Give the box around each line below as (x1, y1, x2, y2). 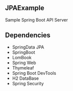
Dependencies (5, 31, 50, 40)
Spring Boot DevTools (12, 70, 56, 76)
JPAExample (5, 4, 45, 12)
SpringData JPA (12, 44, 44, 50)
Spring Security (12, 80, 44, 86)
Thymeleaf (12, 65, 34, 70)
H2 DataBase (12, 75, 39, 81)
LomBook (12, 54, 32, 60)
